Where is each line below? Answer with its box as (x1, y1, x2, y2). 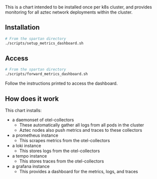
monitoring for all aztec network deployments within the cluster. (5, 9, 133, 15)
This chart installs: (5, 107, 42, 113)
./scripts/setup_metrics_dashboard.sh (5, 41, 84, 46)
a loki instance (12, 143, 41, 148)
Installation (5, 23, 40, 32)
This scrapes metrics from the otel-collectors (19, 137, 110, 143)
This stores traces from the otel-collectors (19, 158, 105, 164)
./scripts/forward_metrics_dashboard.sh (5, 72, 88, 77)
